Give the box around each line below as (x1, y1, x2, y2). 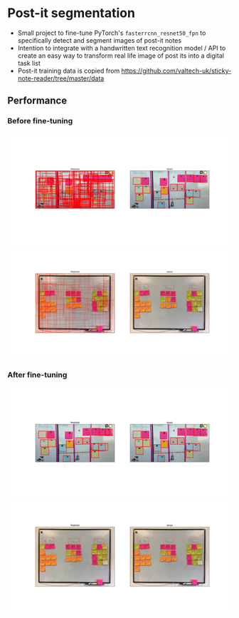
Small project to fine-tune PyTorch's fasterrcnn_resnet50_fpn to (17, 29, 206, 37)
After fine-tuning (7, 369, 68, 379)
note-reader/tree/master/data (17, 73, 105, 83)
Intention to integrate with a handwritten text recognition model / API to (17, 43, 226, 52)
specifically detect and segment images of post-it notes (17, 36, 182, 44)
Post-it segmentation (7, 5, 135, 21)
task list (17, 58, 41, 67)
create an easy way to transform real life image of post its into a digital (17, 51, 224, 60)
